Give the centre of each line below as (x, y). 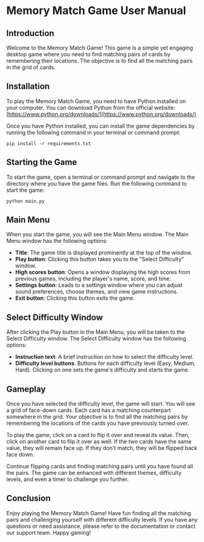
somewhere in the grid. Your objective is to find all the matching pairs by (97, 417)
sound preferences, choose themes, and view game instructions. (97, 292)
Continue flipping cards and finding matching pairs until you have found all (100, 466)
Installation (28, 86)
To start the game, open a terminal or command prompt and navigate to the (101, 177)
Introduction (30, 33)
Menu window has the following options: (57, 241)
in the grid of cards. (31, 67)
